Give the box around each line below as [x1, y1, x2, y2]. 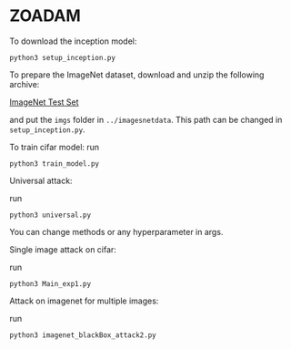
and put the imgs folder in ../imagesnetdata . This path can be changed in [9, 114, 283, 125]
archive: [9, 78, 40, 89]
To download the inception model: [9, 36, 137, 46]
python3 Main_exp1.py [9, 279, 92, 288]
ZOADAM [9, 5, 81, 26]
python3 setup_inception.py [9, 53, 116, 62]
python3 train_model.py [9, 159, 100, 169]
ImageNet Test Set [9, 97, 79, 108]
